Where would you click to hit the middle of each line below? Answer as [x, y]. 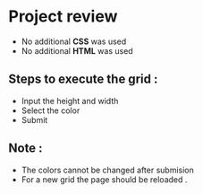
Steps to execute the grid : [83, 79]
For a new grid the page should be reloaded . [104, 179]
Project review [63, 17]
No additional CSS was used [74, 41]
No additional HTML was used [77, 50]
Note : [25, 149]
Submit [34, 119]
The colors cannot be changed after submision [107, 170]
